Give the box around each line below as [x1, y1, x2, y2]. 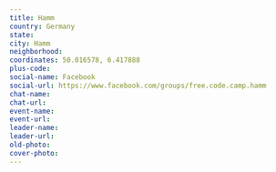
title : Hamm [9, 13, 55, 23]
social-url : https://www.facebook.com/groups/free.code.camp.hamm [9, 81, 267, 90]
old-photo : [9, 140, 51, 149]
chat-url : [9, 97, 47, 107]
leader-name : [9, 124, 59, 133]
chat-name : [9, 89, 51, 98]
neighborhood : [9, 47, 64, 56]
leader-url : [9, 132, 55, 141]
